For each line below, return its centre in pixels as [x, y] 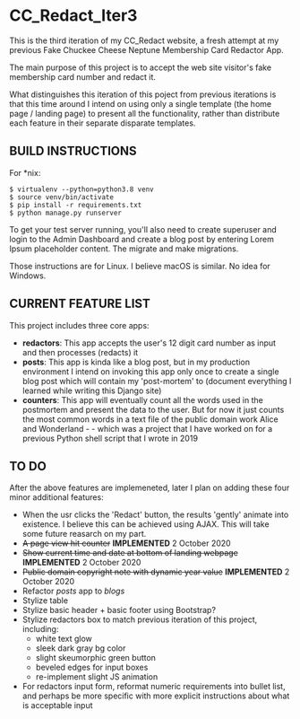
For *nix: [25, 172]
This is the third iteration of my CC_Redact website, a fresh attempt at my [144, 40]
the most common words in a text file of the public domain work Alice [150, 419]
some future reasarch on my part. [84, 534]
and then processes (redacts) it [80, 352]
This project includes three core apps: [79, 325]
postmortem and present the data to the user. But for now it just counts [153, 409]
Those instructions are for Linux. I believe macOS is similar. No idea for [140, 266]
